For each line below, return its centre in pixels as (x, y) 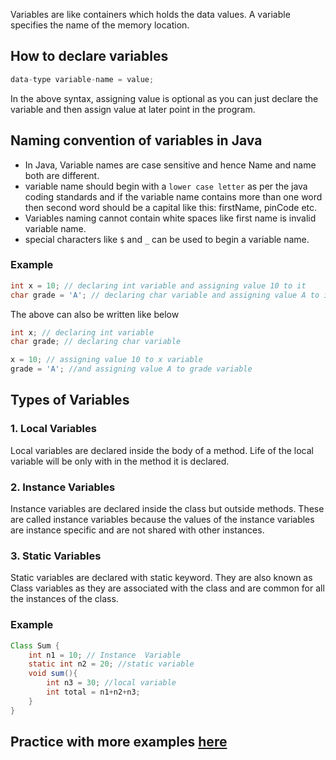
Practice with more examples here (119, 742)
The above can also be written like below (95, 314)
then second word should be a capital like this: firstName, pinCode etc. (171, 207)
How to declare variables (89, 56)
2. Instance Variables (63, 487)
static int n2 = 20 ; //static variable (111, 664)
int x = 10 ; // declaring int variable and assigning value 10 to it (158, 285)
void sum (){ (53, 674)
